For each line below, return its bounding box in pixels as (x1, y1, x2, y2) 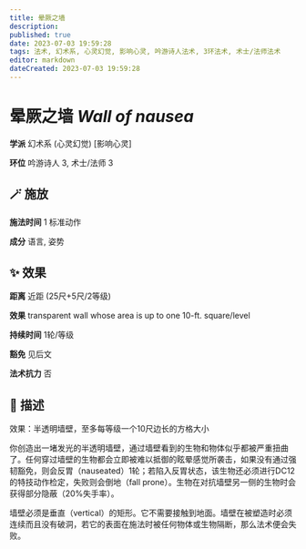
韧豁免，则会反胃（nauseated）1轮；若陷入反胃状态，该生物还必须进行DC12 (9, 465, 296, 476)
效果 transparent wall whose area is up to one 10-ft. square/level (9, 310, 250, 321)
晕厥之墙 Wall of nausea (9, 107, 194, 127)
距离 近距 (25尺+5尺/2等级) (9, 290, 112, 301)
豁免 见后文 (9, 349, 52, 360)
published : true (9, 30, 71, 39)
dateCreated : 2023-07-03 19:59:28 (9, 65, 141, 74)
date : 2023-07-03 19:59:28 (9, 38, 112, 48)
